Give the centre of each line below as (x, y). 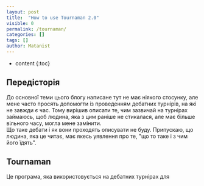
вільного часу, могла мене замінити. (54, 123)
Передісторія (33, 83)
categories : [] (26, 35)
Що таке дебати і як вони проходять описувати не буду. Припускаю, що (100, 129)
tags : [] (17, 40)
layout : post (23, 12)
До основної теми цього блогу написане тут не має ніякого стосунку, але (102, 97)
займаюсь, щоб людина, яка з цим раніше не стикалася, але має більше (101, 116)
